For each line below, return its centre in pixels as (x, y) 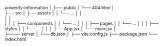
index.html (15, 39)
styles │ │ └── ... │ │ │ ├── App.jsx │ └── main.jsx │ (60, 29)
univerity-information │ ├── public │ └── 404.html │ (59, 8)
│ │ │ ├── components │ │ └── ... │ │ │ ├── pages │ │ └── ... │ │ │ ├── (82, 23)
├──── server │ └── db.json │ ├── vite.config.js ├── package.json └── (81, 34)
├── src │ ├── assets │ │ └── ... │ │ (43, 13)
